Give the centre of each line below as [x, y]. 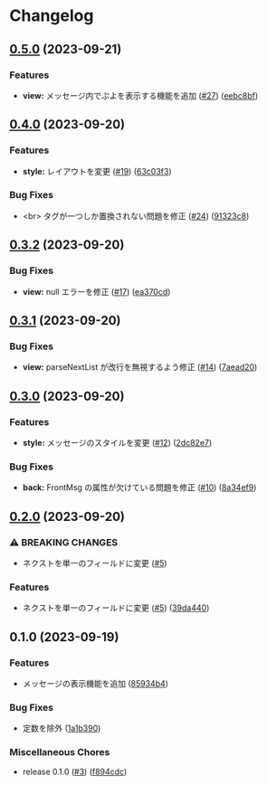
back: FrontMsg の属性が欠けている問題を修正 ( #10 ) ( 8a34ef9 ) [139, 487]
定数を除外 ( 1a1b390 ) [62, 728]
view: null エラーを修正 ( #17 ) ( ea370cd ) [96, 291]
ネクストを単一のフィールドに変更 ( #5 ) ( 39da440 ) [116, 608]
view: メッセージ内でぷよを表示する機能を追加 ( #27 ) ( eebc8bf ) [140, 95]
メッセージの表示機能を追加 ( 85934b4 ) [95, 683]
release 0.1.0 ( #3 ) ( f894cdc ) [75, 772]
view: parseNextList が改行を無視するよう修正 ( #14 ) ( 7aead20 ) [140, 367]
